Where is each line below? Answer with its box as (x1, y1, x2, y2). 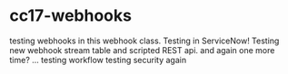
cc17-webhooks (9, 5, 132, 26)
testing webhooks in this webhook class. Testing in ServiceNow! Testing (9, 35, 280, 46)
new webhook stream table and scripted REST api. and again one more (9, 44, 275, 55)
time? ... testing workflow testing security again (9, 54, 187, 65)
